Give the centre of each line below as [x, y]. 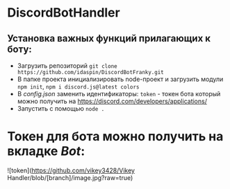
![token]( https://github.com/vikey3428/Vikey [71, 170]
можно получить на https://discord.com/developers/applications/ [112, 101]
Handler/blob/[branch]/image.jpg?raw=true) [70, 177]
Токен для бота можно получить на [115, 137]
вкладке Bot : [46, 151]
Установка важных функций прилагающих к [109, 38]
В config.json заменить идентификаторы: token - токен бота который [119, 94]
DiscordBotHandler [64, 13]
